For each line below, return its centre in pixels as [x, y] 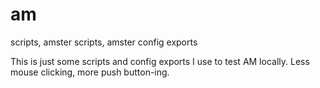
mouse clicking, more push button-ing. [90, 72]
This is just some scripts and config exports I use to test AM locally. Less [160, 61]
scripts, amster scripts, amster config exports [104, 42]
